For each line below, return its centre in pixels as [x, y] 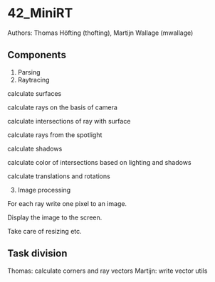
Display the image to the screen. [55, 217]
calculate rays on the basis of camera [62, 107]
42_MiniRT [40, 13]
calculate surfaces [35, 93]
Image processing [44, 190]
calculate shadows [35, 148]
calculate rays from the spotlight [55, 135]
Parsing [29, 72]
